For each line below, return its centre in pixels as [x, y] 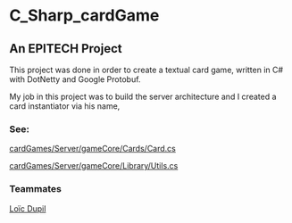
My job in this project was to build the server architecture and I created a [143, 96]
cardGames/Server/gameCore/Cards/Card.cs [92, 149]
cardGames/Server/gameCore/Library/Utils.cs [94, 166]
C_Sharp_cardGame [84, 16]
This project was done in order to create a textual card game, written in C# [146, 70]
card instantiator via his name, [65, 106]
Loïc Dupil [28, 208]
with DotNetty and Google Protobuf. [75, 79]
